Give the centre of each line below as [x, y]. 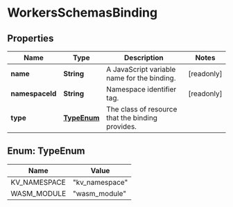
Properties [31, 38]
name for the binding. [141, 78]
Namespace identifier [141, 89]
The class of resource [142, 109]
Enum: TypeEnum [46, 151]
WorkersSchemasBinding [83, 13]
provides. [122, 126]
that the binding [132, 118]
